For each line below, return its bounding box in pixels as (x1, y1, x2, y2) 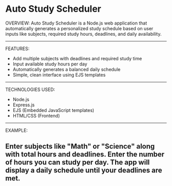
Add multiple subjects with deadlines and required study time (12, 55, 142, 61)
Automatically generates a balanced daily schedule (12, 66, 121, 72)
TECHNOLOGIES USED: (5, 86, 55, 92)
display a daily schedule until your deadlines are (5, 166, 162, 175)
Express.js (12, 102, 35, 108)
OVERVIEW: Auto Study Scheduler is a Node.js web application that (5, 20, 147, 26)
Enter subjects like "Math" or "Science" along (5, 142, 155, 151)
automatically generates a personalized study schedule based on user (5, 25, 154, 31)
